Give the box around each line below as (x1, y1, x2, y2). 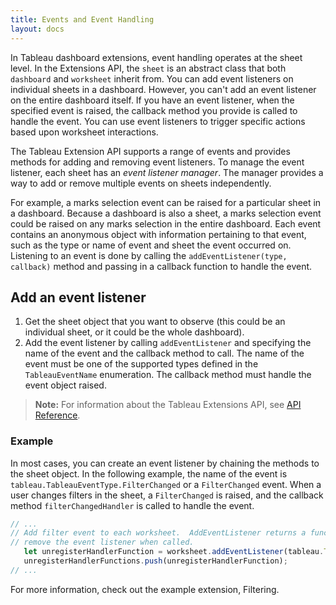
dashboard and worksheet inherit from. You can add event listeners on (10, 72, 294, 85)
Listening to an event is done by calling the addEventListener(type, (10, 249, 288, 261)
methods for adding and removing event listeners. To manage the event (10, 156, 305, 168)
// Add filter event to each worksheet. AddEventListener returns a (10, 528, 307, 538)
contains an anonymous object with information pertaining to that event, (10, 228, 307, 240)
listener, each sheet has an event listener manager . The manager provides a (10, 166, 324, 178)
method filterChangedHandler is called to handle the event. (10, 499, 255, 511)
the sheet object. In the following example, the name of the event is (10, 467, 288, 480)
